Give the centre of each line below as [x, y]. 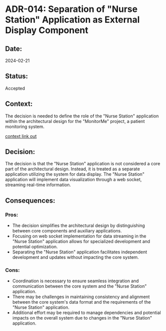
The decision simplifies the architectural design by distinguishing [79, 225]
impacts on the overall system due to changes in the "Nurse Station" [82, 318]
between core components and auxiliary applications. [67, 231]
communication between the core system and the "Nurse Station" [80, 286]
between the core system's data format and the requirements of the [82, 302]
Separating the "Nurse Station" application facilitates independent [80, 252]
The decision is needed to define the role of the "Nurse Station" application [82, 116]
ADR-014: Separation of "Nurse [71, 9]
